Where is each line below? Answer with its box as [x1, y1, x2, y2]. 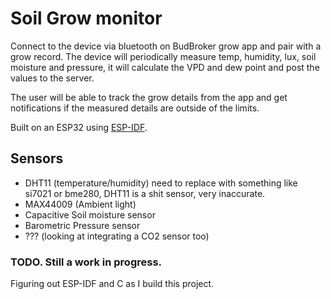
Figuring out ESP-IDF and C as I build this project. [10, 278, 215, 290]
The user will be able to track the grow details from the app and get [10, 91, 288, 103]
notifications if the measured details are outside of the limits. [10, 102, 260, 114]
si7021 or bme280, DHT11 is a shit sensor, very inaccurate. [24, 187, 266, 199]
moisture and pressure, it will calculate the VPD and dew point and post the [10, 61, 320, 73]
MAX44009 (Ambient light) [24, 198, 137, 210]
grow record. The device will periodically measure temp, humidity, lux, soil [10, 50, 317, 62]
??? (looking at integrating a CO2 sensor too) [24, 230, 210, 242]
